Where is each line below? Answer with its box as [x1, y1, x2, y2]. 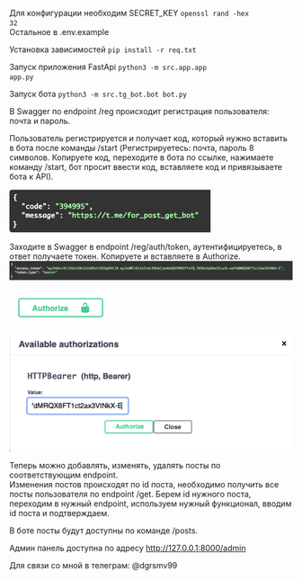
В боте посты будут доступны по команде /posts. [9, 525, 199, 536]
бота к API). [9, 171, 54, 182]
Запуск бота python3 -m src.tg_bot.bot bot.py [9, 89, 187, 99]
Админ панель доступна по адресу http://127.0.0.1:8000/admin [9, 543, 246, 554]
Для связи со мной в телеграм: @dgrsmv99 [9, 560, 178, 571]
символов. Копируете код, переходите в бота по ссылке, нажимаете [9, 152, 274, 163]
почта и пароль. [9, 116, 71, 126]
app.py [9, 73, 34, 82]
